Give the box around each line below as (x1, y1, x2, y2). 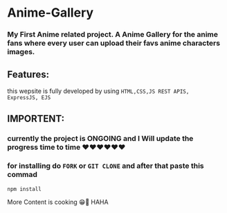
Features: (7, 68, 50, 80)
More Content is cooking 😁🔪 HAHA (7, 198, 109, 206)
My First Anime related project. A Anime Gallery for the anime (7, 30, 219, 40)
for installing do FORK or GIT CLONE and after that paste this (7, 161, 204, 171)
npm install (7, 185, 42, 192)
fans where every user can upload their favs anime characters (7, 38, 220, 48)
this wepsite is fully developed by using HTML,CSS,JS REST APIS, (7, 87, 190, 95)
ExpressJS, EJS (7, 94, 51, 101)
